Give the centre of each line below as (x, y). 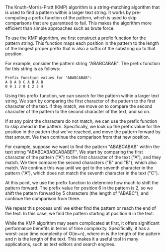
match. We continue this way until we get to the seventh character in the (79, 168)
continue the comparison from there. (43, 199)
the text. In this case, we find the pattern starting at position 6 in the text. (80, 213)
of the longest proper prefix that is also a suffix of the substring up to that (80, 48)
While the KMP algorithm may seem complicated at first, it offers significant (83, 223)
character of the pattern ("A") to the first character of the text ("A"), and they (83, 157)
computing (16, 18)
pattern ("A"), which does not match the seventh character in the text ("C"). (82, 173)
